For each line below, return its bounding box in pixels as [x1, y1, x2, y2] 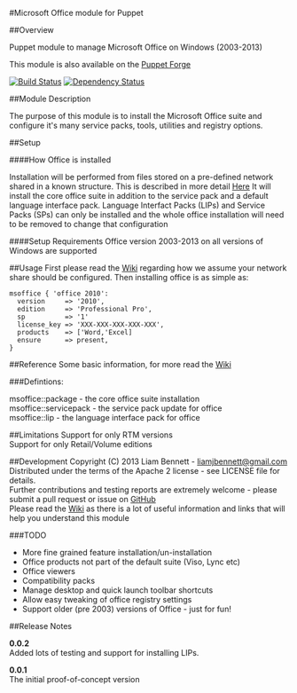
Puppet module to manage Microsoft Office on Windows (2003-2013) [9, 42, 263, 52]
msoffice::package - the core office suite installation [9, 394, 200, 404]
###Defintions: [9, 376, 64, 387]
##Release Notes [9, 621, 73, 631]
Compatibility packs [21, 576, 96, 586]
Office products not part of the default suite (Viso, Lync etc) [21, 556, 241, 567]
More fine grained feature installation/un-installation [21, 547, 213, 557]
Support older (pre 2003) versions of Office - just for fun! [21, 603, 232, 614]
